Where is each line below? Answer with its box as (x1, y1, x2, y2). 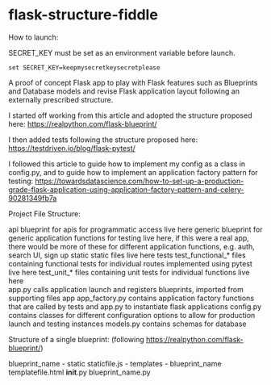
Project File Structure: (8, 208, 81, 219)
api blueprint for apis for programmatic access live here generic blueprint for (8, 224, 263, 234)
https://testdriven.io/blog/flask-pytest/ (8, 143, 135, 153)
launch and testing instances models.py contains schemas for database (8, 319, 247, 329)
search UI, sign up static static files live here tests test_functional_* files (8, 250, 246, 260)
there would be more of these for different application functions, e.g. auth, (8, 241, 256, 251)
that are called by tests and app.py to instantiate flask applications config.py (8, 301, 262, 312)
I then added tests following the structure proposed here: (8, 135, 198, 144)
